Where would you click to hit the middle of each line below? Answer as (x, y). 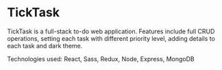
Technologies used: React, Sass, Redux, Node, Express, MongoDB (101, 58)
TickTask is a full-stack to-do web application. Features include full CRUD (111, 31)
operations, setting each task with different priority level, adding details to (111, 38)
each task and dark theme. (45, 46)
